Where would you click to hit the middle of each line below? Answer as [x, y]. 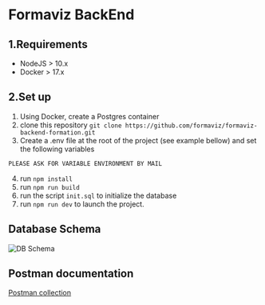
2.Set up [30, 97]
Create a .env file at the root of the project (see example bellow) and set [138, 140]
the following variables [57, 149]
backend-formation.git [57, 132]
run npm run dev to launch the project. [82, 204]
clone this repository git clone [71, 125]
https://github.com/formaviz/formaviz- [191, 126]
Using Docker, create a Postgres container [89, 116]
